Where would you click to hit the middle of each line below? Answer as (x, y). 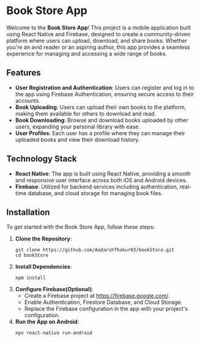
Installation (28, 212)
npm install (30, 278)
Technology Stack (42, 159)
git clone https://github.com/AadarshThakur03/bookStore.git (95, 250)
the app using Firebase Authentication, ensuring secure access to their (105, 94)
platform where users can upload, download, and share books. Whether (97, 40)
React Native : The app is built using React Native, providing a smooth (103, 173)
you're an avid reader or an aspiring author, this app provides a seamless (98, 47)
